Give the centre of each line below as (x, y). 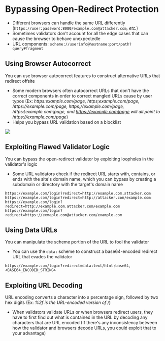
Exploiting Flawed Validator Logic (57, 147)
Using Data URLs (31, 230)
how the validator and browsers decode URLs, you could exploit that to (84, 328)
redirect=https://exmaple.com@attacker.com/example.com (64, 215)
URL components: (31, 44)
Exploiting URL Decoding (44, 285)
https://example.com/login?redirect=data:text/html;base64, (68, 266)
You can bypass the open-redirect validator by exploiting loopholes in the (80, 159)
